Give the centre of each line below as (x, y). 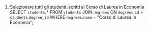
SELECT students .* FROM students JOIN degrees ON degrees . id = (76, 12)
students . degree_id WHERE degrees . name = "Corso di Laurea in (73, 17)
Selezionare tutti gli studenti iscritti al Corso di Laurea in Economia (77, 7)
